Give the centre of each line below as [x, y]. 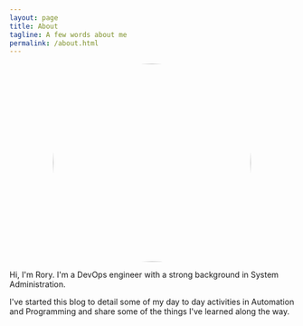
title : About [34, 26]
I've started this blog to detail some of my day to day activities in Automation [152, 302]
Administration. [38, 284]
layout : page [34, 18]
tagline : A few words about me [68, 34]
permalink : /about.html [54, 43]
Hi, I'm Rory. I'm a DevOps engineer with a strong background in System [144, 275]
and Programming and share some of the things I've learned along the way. [150, 312]
